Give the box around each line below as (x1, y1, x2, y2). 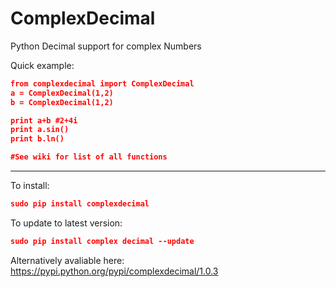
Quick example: (10, 59, 75, 71)
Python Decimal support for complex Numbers (10, 40, 202, 52)
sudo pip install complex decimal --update (10, 236, 195, 246)
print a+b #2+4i (10, 115, 78, 126)
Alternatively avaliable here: (10, 254, 125, 266)
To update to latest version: (10, 217, 123, 229)
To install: (10, 180, 50, 192)
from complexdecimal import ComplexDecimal (10, 78, 195, 89)
